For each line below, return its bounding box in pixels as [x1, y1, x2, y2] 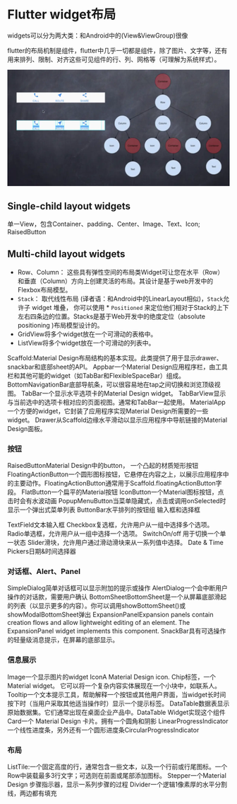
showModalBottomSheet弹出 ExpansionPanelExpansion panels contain [7, 610, 214, 619]
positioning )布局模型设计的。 [17, 321, 104, 329]
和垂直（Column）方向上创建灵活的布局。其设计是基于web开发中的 [17, 277, 214, 285]
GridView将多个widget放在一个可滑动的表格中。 [17, 330, 157, 338]
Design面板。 [7, 424, 47, 432]
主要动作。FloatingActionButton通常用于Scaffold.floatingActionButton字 [13, 479, 222, 488]
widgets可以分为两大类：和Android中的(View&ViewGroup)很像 [7, 31, 188, 40]
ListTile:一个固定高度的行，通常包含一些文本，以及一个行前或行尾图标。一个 [7, 762, 228, 771]
